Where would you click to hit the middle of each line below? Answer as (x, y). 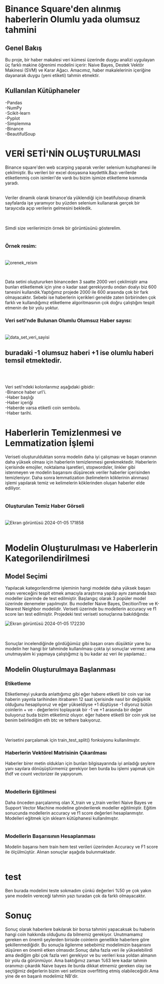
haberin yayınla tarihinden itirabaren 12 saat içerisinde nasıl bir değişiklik (78, 699)
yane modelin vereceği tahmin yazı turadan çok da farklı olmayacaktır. (75, 896)
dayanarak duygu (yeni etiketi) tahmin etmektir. (53, 75)
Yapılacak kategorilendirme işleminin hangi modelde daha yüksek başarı (78, 588)
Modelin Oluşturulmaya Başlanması (60, 669)
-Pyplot (13, 118)
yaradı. (12, 183)
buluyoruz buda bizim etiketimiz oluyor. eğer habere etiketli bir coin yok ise (81, 715)
